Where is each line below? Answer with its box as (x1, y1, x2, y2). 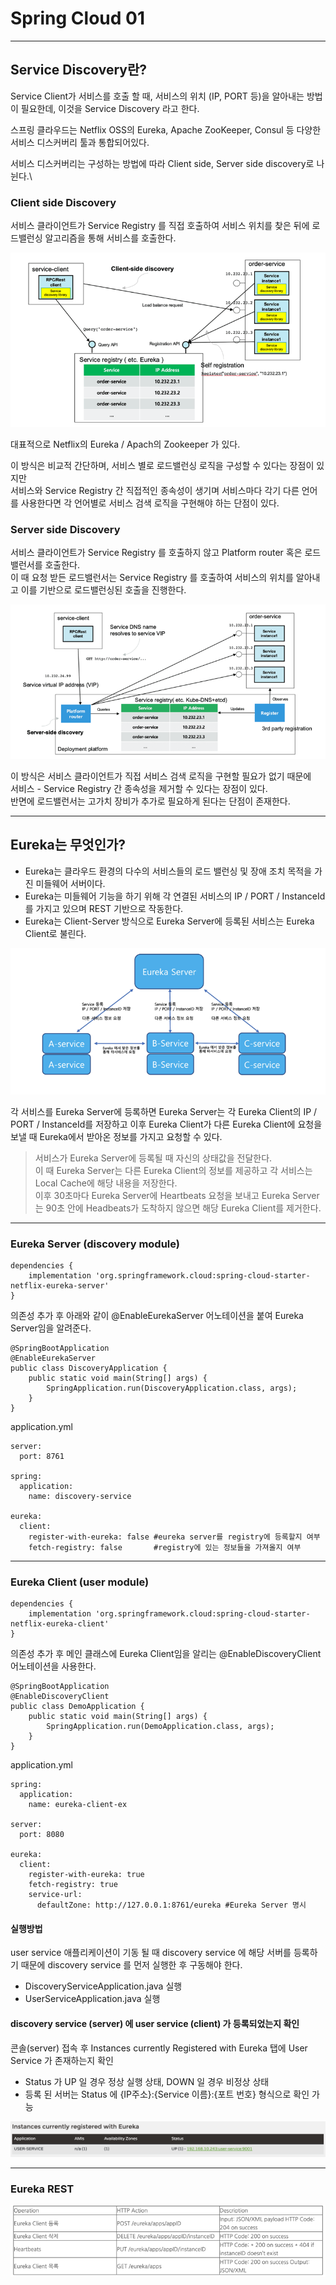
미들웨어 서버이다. (35, 877, 106, 889)
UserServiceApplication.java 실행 (24, 1993, 161, 2005)
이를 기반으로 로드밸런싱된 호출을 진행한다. (20, 584, 187, 596)
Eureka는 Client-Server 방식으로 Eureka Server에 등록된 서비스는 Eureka (24, 915, 315, 927)
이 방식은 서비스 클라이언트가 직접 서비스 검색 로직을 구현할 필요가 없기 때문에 (10, 770, 312, 782)
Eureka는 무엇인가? (10, 837, 127, 854)
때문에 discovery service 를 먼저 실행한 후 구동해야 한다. (20, 1959, 243, 1971)
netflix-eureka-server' (10, 1280, 110, 1291)
